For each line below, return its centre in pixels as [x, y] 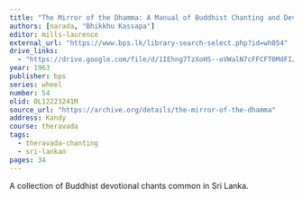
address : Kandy [38, 118]
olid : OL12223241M [44, 101]
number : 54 [30, 93]
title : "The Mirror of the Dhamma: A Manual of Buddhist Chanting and [145, 18]
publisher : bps [38, 76]
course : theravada [44, 127]
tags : [19, 135]
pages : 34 [28, 160]
